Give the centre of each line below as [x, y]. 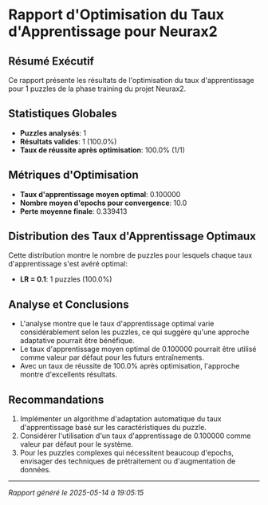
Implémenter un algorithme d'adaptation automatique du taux [120, 419]
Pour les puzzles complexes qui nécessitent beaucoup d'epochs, [126, 453]
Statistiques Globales [63, 114]
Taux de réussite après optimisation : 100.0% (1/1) [102, 150]
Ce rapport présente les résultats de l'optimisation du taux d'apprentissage [132, 80]
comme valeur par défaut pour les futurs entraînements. [112, 357]
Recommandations [56, 399]
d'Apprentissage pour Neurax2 [113, 32]
